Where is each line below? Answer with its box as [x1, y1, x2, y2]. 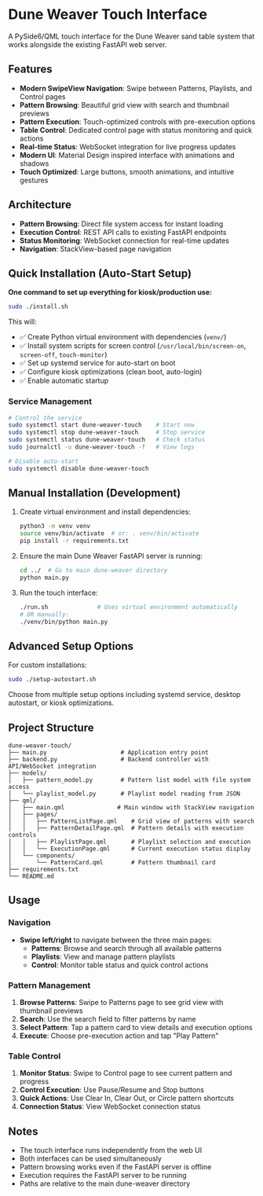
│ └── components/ [8, 851, 76, 860]
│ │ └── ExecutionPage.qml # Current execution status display [8, 845, 251, 853]
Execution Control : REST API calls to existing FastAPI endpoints [19, 227, 227, 237]
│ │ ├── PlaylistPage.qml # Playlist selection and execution [8, 838, 251, 846]
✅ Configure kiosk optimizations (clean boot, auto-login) [19, 367, 203, 376]
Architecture [8, 198, 72, 211]
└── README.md [8, 872, 55, 880]
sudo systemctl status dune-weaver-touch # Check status [8, 436, 206, 444]
